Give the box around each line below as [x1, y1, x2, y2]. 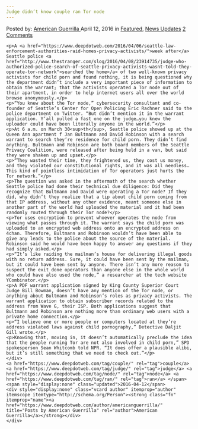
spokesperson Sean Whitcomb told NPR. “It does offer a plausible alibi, [6, 345, 193, 351]
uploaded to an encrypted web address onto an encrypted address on [6, 225, 179, 231]
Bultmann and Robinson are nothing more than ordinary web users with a [6, 308, 190, 314]
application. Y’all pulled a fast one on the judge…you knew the [6, 115, 171, 122]
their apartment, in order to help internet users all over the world [6, 90, 184, 96]
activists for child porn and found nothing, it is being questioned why [6, 74, 193, 80]
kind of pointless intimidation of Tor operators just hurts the [19, 168, 184, 174]
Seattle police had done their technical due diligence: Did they [6, 183, 174, 189]
